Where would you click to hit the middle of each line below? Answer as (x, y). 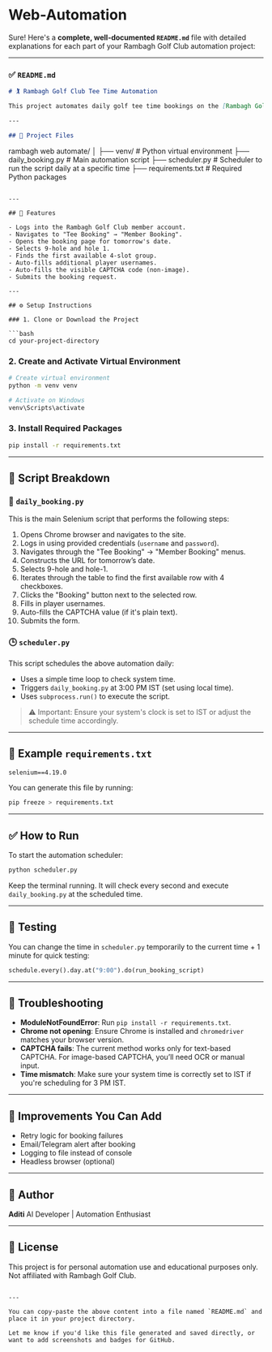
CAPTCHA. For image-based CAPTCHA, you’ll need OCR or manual (132, 1057)
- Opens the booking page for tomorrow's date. (90, 241)
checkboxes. (41, 587)
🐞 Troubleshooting (56, 1003)
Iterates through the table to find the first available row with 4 (122, 578)
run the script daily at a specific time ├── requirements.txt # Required (125, 168)
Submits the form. (50, 621)
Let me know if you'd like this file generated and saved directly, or (132, 1333)
